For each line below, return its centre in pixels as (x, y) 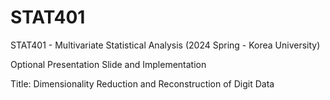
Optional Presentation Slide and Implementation (108, 64)
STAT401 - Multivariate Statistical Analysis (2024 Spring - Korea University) (165, 45)
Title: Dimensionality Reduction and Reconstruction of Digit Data (142, 83)
